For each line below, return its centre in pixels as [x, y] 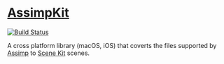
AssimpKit [38, 13]
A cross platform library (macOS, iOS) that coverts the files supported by [112, 45]
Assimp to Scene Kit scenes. [48, 53]
